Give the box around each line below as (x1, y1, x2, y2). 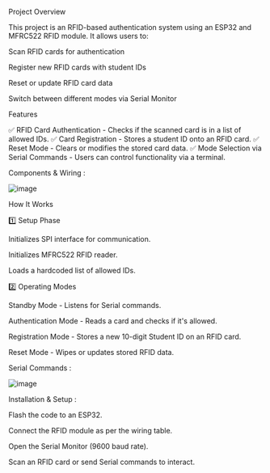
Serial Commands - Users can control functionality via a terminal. (8, 153, 226, 162)
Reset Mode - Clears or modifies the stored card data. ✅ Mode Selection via (8, 143, 263, 153)
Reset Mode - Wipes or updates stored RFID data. (8, 348, 175, 357)
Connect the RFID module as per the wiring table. (8, 426, 173, 435)
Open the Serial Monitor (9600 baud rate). (8, 441, 149, 451)
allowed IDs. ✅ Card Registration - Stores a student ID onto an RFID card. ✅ (8, 134, 260, 144)
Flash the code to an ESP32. (8, 410, 103, 420)
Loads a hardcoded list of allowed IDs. (8, 266, 136, 275)
